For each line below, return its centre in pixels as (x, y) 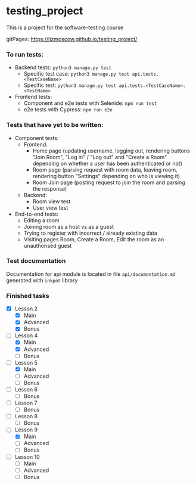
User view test (50, 207)
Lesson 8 (26, 416)
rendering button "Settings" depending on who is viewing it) (106, 176)
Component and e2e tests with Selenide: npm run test (90, 103)
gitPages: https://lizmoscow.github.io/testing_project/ (72, 39)
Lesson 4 (26, 335)
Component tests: (37, 138)
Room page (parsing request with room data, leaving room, (105, 170)
